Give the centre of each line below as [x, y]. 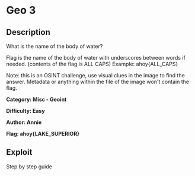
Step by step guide [29, 167]
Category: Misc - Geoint [36, 99]
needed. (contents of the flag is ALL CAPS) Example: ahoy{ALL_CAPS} [92, 64]
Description [28, 32]
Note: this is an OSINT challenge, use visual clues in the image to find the [95, 75]
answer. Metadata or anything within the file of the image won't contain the [98, 82]
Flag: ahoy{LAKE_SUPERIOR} [43, 134]
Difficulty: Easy [26, 111]
